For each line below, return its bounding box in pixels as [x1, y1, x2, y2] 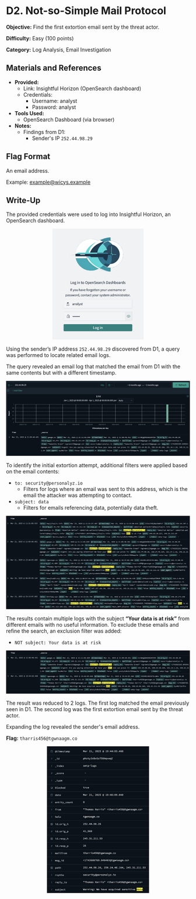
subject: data [14, 499, 49, 505]
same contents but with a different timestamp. [6, 369, 117, 376]
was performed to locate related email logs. [6, 351, 111, 358]
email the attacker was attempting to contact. [23, 492, 132, 499]
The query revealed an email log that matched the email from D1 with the [6, 363, 181, 370]
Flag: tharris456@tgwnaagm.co [6, 735, 78, 742]
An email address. [6, 167, 50, 174]
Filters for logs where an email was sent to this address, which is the [23, 485, 188, 492]
